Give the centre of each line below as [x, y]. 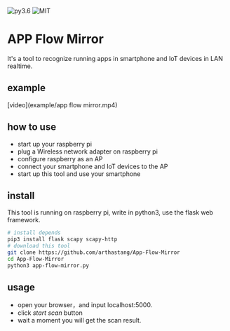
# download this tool [39, 246]
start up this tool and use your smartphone [79, 174]
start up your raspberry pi [55, 144]
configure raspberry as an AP [60, 158]
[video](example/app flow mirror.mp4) [62, 104]
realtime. [20, 66]
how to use [32, 127]
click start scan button [50, 313]
